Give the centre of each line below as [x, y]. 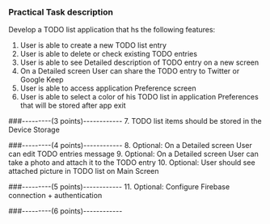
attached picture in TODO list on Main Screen [84, 171]
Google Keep [42, 80]
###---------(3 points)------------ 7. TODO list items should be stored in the [135, 121]
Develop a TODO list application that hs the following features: [112, 30]
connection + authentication [55, 196]
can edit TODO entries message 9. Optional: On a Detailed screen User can [133, 154]
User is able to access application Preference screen [108, 88]
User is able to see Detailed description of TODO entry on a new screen [139, 62]
